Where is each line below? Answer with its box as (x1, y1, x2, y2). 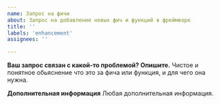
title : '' (7, 23, 36, 30)
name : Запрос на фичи (7, 10, 70, 17)
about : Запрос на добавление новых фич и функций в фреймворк (7, 17, 191, 24)
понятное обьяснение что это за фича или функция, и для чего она (7, 69, 206, 77)
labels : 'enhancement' (7, 29, 73, 37)
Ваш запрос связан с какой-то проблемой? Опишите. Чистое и (7, 61, 199, 69)
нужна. (7, 76, 28, 84)
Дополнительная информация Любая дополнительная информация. (7, 89, 214, 98)
